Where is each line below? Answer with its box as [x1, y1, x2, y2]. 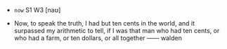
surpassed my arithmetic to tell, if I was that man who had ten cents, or [13, 27, 220, 35]
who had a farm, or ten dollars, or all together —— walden [13, 34, 183, 42]
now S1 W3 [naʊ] [13, 6, 61, 14]
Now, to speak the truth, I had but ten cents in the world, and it [13, 19, 195, 27]
